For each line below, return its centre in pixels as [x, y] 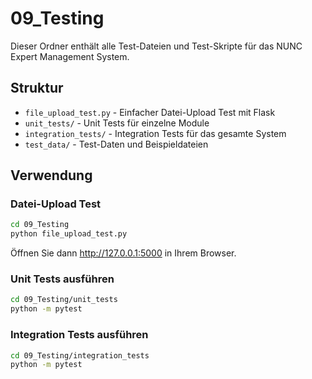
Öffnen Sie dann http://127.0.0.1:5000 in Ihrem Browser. [123, 253]
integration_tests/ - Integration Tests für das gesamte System [155, 133]
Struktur [37, 88]
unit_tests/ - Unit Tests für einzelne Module [117, 123]
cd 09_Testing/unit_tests [64, 300]
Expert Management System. [70, 56]
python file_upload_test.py [69, 234]
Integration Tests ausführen [79, 335]
